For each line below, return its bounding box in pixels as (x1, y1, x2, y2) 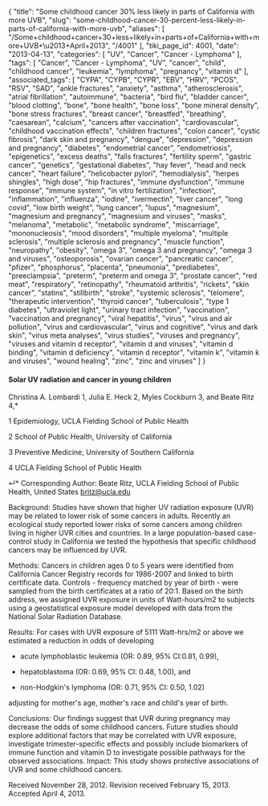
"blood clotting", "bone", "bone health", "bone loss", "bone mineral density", (8, 100, 259, 110)
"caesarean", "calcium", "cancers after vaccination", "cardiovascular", (8, 118, 239, 127)
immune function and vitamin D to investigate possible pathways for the (8, 747, 246, 757)
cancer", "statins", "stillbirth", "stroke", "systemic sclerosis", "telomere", (8, 288, 245, 298)
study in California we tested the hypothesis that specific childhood (33, 537, 257, 546)
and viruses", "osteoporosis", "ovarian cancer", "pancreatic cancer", (8, 254, 234, 263)
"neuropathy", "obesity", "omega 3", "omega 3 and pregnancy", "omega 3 (8, 245, 253, 255)
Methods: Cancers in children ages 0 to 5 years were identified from (8, 561, 234, 570)
